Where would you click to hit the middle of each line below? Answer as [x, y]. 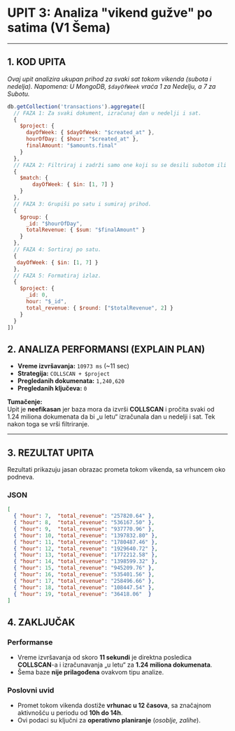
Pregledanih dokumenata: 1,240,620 [71, 381]
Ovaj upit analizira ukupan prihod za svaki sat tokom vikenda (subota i [109, 79]
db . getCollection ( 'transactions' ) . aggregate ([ [76, 106]
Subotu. [19, 94]
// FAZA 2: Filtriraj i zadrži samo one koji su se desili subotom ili [120, 165]
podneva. [21, 477]
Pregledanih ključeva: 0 [52, 389]
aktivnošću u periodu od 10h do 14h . [70, 713]
